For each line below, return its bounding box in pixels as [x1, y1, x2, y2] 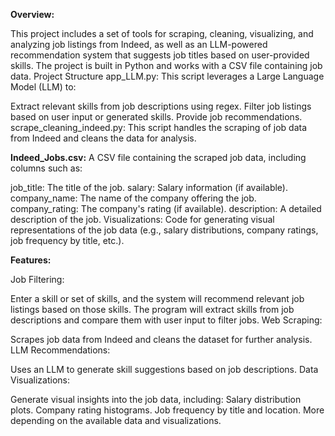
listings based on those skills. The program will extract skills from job [10, 304, 295, 315]
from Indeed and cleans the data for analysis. [10, 132, 197, 144]
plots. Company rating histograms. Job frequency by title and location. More [10, 404, 325, 416]
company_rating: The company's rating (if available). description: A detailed [10, 203, 322, 214]
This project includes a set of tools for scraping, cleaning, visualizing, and [10, 28, 314, 39]
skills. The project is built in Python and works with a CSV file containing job [10, 60, 323, 71]
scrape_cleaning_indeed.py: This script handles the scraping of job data [10, 122, 308, 133]
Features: [10, 254, 52, 266]
